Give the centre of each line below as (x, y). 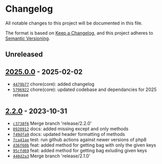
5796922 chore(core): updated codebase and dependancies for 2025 (85, 89)
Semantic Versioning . (28, 38)
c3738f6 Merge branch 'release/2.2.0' (52, 123)
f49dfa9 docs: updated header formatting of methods (69, 134)
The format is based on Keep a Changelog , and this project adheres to (79, 33)
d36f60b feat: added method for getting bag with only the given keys (84, 145)
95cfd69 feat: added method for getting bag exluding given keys (80, 150)
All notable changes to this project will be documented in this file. (74, 23)
